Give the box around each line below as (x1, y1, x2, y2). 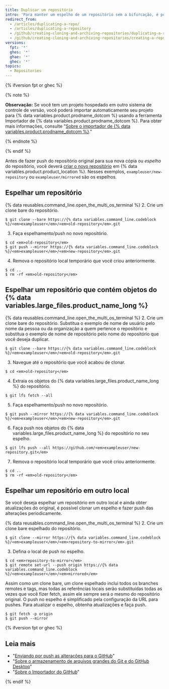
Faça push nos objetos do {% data (12, 425, 84, 431)
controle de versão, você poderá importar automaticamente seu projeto (5, 107, 153, 113)
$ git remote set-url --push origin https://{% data (5, 563, 118, 568)
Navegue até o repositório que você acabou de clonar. (12, 359, 126, 365)
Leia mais (5, 639, 36, 648)
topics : (5, 64, 22, 69)
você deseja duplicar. (5, 336, 50, 342)
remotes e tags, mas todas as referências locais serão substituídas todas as (5, 586, 162, 592)
